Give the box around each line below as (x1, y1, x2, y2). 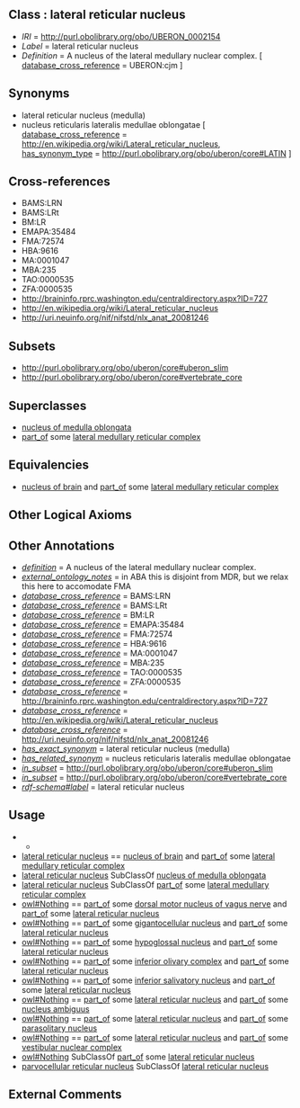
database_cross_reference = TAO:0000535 (21, 667, 183, 678)
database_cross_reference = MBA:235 (21, 657, 165, 668)
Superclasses (8, 398, 87, 413)
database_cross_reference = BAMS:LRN (21, 591, 172, 602)
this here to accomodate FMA (21, 581, 132, 592)
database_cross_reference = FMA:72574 (21, 629, 173, 639)
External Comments (8, 1087, 122, 1103)
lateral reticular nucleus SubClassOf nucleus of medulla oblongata (21, 870, 267, 880)
